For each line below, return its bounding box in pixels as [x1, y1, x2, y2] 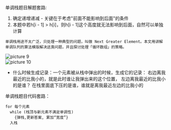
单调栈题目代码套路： [5, 93, 50, 99]
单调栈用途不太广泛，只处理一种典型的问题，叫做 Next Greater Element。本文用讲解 [5, 39, 163, 44]
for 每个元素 [5, 104, 30, 109]
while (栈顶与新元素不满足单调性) [10, 110, 74, 115]
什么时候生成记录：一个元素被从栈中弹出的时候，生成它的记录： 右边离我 [12, 69, 166, 75]
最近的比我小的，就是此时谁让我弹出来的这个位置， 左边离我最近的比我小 [12, 76, 166, 82]
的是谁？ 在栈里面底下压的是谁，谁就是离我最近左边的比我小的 [12, 82, 144, 88]
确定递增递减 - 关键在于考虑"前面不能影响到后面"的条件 [12, 15, 129, 21]
